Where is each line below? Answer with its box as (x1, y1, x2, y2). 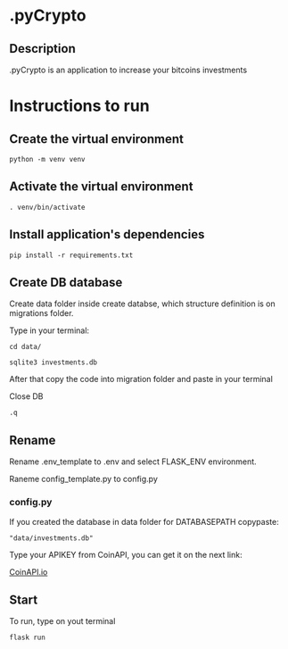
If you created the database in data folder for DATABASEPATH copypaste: (9, 516, 279, 527)
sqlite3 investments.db (9, 358, 98, 367)
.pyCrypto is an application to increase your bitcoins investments (9, 64, 248, 75)
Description (9, 41, 76, 56)
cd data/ (9, 343, 42, 352)
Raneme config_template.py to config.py (9, 474, 159, 485)
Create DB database (9, 275, 123, 290)
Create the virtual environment (9, 131, 185, 146)
